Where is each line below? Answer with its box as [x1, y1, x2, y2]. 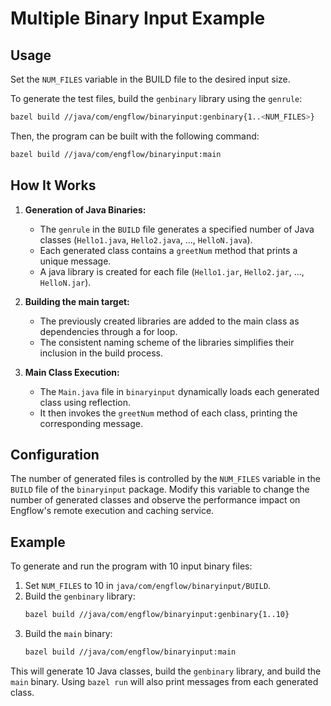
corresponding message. [39, 417, 143, 429]
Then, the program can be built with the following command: [10, 130, 260, 142]
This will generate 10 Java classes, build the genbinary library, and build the [10, 665, 322, 677]
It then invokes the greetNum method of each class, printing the [39, 407, 298, 419]
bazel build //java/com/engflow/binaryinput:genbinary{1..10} [24, 610, 290, 620]
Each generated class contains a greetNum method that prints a [39, 244, 298, 256]
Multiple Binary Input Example [10, 7, 266, 30]
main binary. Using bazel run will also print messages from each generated [10, 675, 319, 687]
